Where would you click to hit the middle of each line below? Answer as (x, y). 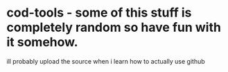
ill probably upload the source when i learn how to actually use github (106, 61)
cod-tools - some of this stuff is (99, 13)
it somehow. (42, 42)
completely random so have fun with (114, 27)
